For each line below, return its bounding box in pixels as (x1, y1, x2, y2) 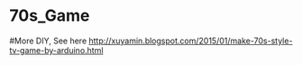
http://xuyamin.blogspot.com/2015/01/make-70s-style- (88, 35, 293, 46)
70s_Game (9, 5, 90, 26)
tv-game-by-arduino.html (9, 44, 104, 55)
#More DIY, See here (9, 35, 87, 46)
